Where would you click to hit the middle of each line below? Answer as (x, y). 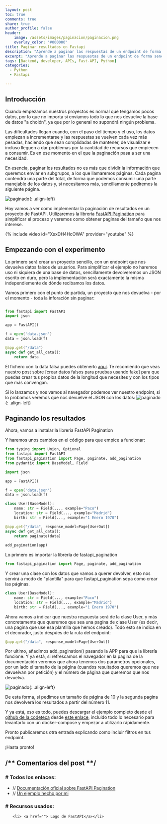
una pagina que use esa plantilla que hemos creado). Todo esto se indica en (83, 627)
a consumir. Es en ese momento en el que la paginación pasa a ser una (78, 153)
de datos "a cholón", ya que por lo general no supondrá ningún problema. (81, 122)
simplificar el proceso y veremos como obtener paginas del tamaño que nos (83, 219)
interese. (14, 224)
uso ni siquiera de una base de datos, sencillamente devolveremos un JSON (83, 272)
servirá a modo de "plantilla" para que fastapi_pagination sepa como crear (81, 579)
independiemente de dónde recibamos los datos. (55, 283)
